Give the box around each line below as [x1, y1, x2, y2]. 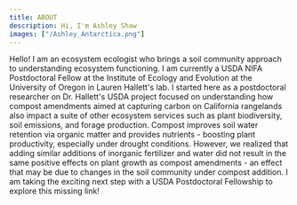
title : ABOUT [9, 12, 58, 22]
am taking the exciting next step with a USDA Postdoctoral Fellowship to [9, 177, 273, 187]
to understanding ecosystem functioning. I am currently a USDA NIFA [9, 63, 263, 74]
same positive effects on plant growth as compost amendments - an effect [9, 157, 283, 169]
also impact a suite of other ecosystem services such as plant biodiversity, [9, 110, 283, 121]
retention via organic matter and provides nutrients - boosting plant [9, 130, 256, 140]
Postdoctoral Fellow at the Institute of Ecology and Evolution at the [9, 73, 253, 83]
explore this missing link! [9, 185, 100, 196]
